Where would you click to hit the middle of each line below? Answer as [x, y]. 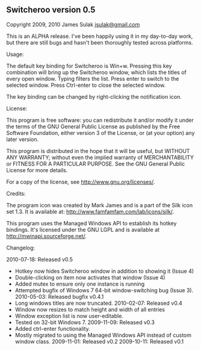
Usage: [15, 54]
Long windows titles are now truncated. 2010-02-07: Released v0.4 [98, 303]
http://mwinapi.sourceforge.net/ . [47, 236]
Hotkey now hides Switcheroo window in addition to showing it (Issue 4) [104, 271]
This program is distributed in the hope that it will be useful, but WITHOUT [98, 151]
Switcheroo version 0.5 [51, 10]
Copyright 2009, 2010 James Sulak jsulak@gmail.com [73, 24]
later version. [23, 139]
